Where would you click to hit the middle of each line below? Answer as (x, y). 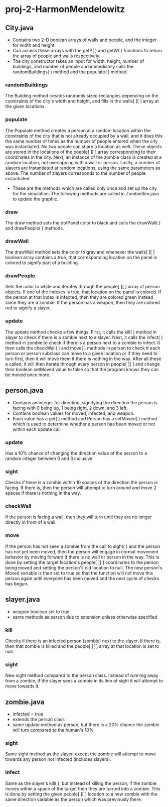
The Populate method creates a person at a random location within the (78, 130)
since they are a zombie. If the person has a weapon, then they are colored (83, 303)
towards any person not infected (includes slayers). (58, 759)
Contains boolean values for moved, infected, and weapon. (73, 413)
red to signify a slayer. (28, 308)
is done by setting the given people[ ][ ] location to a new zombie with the (81, 794)
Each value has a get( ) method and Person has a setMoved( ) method (85, 418)
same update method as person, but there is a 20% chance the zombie (86, 725)
